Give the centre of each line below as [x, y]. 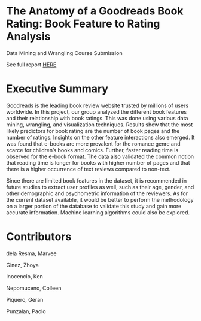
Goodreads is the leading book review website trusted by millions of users [98, 105]
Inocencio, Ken [25, 276]
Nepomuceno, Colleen [34, 288]
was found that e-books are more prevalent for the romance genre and [93, 143]
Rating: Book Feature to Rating [83, 24]
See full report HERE [31, 65]
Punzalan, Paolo [26, 311]
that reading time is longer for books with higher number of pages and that [98, 162]
